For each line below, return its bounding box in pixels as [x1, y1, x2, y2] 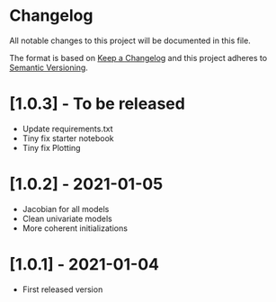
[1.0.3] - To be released [9, 93, 186, 114]
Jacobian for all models [22, 203, 110, 214]
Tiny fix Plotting [22, 142, 81, 153]
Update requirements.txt [22, 123, 114, 134]
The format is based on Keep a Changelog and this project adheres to [9, 52, 268, 63]
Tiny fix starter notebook [22, 132, 114, 144]
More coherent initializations [22, 222, 129, 234]
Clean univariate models [22, 213, 112, 224]
